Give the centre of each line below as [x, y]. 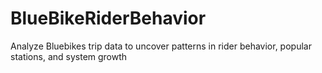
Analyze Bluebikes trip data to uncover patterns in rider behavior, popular [161, 46]
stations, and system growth [69, 56]
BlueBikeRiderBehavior [108, 18]
